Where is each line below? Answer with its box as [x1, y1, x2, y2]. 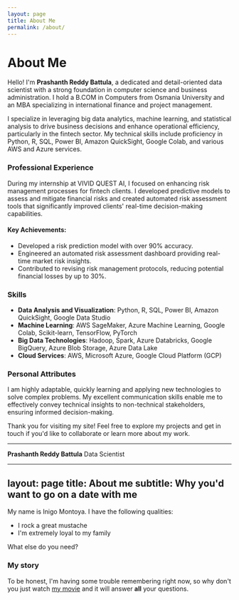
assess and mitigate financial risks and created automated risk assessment [7, 194, 228, 203]
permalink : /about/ [7, 24, 65, 31]
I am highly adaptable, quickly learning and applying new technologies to [7, 385, 222, 394]
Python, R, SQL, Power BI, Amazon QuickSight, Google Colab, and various [7, 137, 224, 146]
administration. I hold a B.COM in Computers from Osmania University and [7, 93, 225, 102]
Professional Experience [7, 163, 94, 173]
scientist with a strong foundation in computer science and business [7, 86, 208, 94]
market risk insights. [32, 256, 92, 265]
